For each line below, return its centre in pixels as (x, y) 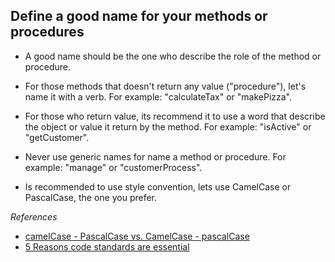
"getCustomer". (57, 137)
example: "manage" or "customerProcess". (113, 167)
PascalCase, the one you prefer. (91, 197)
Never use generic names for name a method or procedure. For (155, 156)
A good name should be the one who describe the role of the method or (173, 56)
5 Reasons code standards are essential (107, 246)
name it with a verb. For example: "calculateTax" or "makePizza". (158, 96)
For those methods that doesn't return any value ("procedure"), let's (165, 86)
